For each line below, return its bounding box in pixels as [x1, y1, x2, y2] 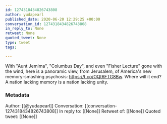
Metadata [5, 91, 29, 98]
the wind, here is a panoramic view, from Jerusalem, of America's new [5, 68, 152, 74]
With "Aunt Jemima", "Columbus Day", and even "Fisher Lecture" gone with [5, 63, 162, 69]
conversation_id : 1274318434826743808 [5, 21, 87, 27]
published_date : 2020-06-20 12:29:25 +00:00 [5, 17, 100, 22]
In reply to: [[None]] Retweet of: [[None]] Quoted [59, 108, 161, 114]
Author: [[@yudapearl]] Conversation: [5, 102, 84, 108]
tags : [5, 45, 17, 50]
